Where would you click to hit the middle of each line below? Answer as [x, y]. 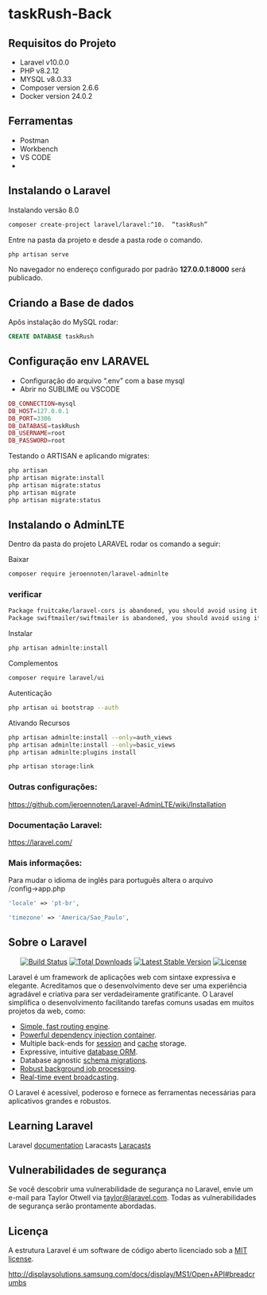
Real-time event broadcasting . [69, 1077]
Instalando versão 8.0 [44, 210]
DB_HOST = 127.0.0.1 [39, 411]
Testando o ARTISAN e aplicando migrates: [79, 456]
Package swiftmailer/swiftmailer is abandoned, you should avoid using [129, 618]
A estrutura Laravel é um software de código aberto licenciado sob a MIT [128, 1250]
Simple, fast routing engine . [65, 1026]
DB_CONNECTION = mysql [43, 404]
